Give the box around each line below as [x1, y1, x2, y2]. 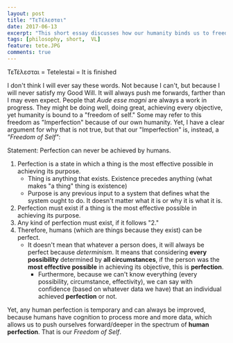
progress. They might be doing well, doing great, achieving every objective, [7, 103, 223, 112]
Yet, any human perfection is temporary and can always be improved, [7, 306, 206, 314]
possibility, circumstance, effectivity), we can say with [37, 277, 193, 285]
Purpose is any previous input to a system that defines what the [27, 188, 210, 197]
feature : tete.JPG [7, 42, 60, 49]
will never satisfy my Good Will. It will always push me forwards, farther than [7, 88, 225, 97]
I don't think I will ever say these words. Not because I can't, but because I [7, 81, 221, 89]
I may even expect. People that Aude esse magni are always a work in [7, 96, 207, 104]
